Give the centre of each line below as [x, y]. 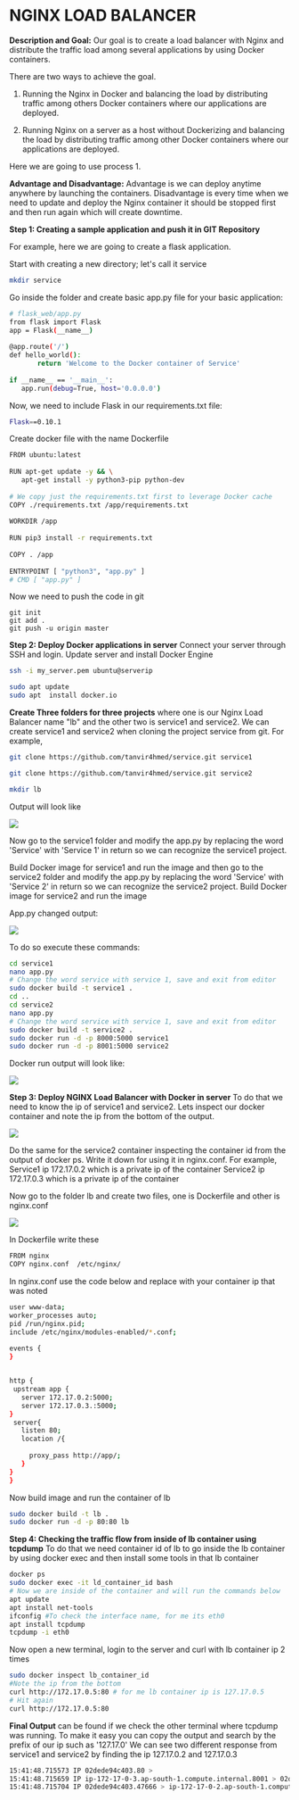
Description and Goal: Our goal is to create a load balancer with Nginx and [147, 40]
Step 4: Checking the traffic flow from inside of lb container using [133, 1539]
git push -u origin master [59, 629]
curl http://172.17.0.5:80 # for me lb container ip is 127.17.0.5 [137, 1692]
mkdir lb [25, 789]
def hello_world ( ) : [45, 355]
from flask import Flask [55, 322]
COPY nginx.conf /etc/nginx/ [65, 1265]
